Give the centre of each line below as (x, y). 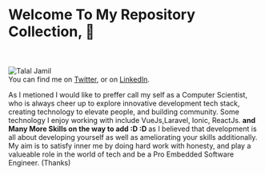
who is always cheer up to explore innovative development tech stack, (124, 103)
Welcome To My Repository (102, 15)
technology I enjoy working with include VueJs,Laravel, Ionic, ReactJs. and (132, 120)
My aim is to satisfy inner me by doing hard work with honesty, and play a (130, 145)
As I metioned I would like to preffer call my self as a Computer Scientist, (128, 94)
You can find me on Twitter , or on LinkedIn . (79, 79)
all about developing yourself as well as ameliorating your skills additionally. (133, 137)
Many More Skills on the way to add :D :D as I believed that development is (133, 129)
